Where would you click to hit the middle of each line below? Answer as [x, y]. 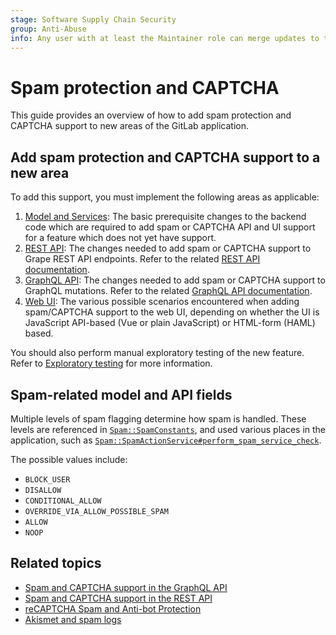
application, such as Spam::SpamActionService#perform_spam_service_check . [166, 440]
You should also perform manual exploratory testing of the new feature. [157, 353]
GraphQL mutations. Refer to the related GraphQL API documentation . [168, 291]
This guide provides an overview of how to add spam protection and [151, 115]
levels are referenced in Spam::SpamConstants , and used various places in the [168, 429]
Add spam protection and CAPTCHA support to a [165, 157]
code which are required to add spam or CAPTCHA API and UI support [170, 227]
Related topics [56, 563]
